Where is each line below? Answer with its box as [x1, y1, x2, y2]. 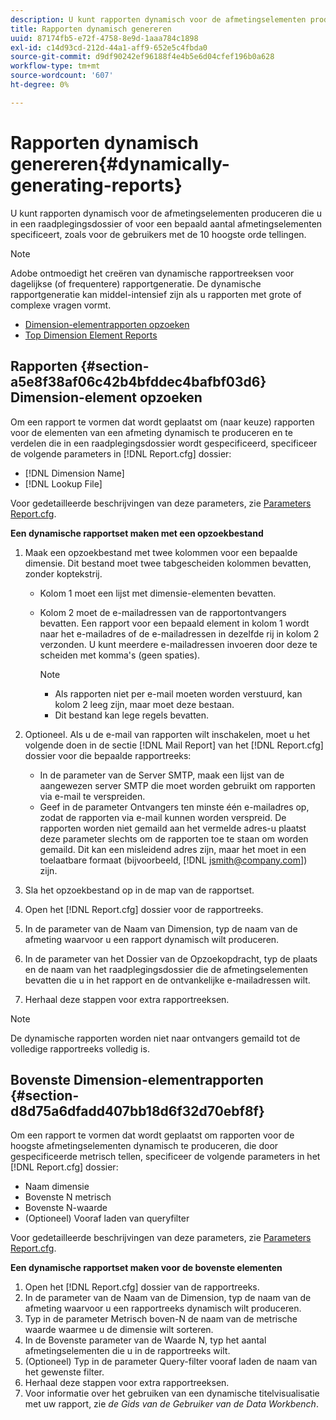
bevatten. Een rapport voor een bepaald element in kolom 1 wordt [39, 617, 310, 629]
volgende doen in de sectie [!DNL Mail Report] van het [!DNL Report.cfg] [24, 739, 324, 751]
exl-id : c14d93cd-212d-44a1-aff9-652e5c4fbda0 [10, 42, 208, 53]
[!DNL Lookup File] [24, 477, 103, 490]
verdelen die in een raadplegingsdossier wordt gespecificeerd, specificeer [10, 437, 318, 449]
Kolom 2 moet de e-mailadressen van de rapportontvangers [39, 606, 287, 618]
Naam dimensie [24, 1181, 90, 1193]
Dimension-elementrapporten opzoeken [24, 318, 190, 330]
